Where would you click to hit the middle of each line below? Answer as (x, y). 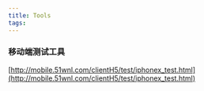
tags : (17, 23)
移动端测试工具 (37, 52)
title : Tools (30, 15)
